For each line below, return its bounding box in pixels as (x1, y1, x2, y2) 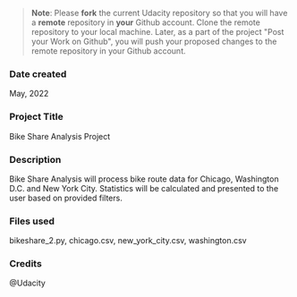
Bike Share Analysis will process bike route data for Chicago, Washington (9, 174, 279, 184)
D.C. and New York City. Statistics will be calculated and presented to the (9, 182, 279, 193)
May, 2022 (9, 89, 49, 99)
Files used (9, 215, 55, 227)
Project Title (9, 111, 64, 123)
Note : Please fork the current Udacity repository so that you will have (30, 8, 288, 18)
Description (9, 153, 62, 165)
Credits (9, 258, 42, 270)
